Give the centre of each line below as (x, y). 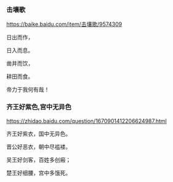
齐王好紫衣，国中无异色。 (39, 133)
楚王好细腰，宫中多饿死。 (39, 173)
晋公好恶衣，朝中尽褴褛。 (39, 146)
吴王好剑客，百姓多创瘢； (39, 160)
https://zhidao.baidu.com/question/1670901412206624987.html (87, 121)
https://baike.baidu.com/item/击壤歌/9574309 (64, 24)
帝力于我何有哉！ (28, 90)
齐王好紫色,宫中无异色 (39, 107)
